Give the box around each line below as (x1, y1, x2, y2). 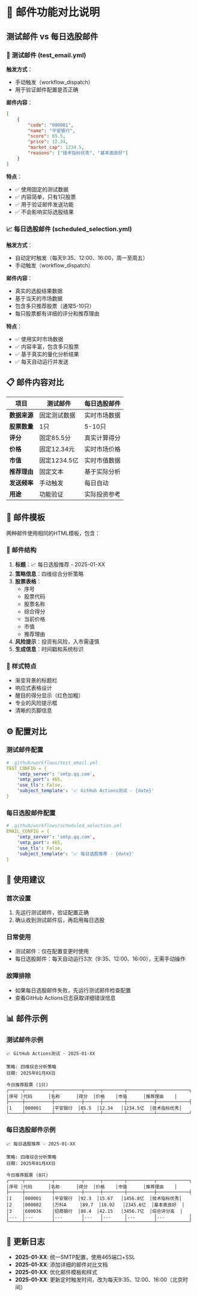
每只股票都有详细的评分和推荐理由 (14, 309, 100, 317)
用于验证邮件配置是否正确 (14, 85, 79, 93)
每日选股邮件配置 (6, 808, 56, 817)
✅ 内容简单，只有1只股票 (14, 193, 76, 200)
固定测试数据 (39, 411, 76, 419)
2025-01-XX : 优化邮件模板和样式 (14, 1268, 98, 1276)
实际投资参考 (84, 490, 121, 498)
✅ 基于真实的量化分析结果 (14, 350, 79, 358)
